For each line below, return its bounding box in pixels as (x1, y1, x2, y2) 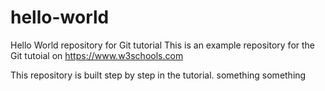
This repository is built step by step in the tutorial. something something (10, 69, 307, 81)
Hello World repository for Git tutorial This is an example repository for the (10, 39, 316, 51)
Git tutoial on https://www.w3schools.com (10, 49, 184, 61)
